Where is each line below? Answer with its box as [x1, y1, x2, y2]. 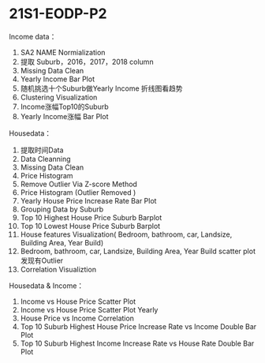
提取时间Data [20, 145, 64, 155]
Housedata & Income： [9, 281, 84, 290]
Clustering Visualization [20, 92, 98, 102]
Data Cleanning [20, 154, 71, 163]
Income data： [9, 32, 57, 41]
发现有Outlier [20, 256, 64, 265]
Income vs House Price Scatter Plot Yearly [20, 305, 159, 314]
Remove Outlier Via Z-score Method [20, 179, 137, 189]
